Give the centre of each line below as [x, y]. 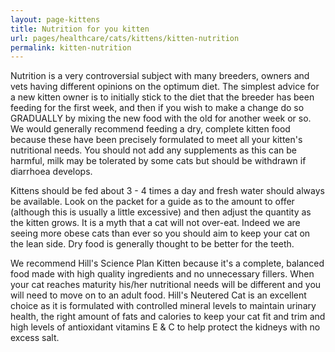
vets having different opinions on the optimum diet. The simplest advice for [165, 87]
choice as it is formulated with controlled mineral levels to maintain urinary [163, 306]
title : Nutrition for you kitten [80, 29]
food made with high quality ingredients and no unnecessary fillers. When [162, 274]
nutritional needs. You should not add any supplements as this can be [153, 150]
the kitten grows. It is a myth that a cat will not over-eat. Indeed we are [155, 223]
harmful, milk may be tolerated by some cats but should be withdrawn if [158, 161]
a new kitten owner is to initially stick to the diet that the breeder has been [162, 97]
